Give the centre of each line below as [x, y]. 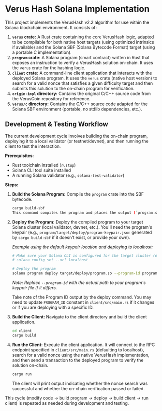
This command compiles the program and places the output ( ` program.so [86, 213]
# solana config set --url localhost [50, 260]
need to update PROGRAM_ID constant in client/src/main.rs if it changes [83, 302]
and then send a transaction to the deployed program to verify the [78, 360]
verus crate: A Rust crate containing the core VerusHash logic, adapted [83, 37]
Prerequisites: [20, 156]
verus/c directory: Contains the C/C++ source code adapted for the [80, 104]
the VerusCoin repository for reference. [51, 98]
